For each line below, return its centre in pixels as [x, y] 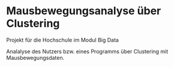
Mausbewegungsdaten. [35, 58]
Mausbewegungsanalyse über [84, 11]
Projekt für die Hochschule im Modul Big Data [62, 40]
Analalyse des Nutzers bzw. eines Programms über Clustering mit [87, 51]
